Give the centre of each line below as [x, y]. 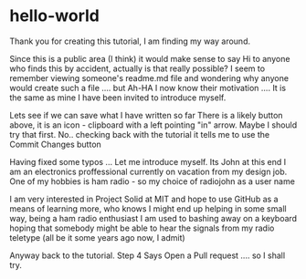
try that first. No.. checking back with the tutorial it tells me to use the [140, 134]
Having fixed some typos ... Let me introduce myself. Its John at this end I [148, 161]
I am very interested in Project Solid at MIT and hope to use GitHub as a [144, 199]
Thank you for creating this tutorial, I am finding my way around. [130, 41]
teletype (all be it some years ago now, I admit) [97, 237]
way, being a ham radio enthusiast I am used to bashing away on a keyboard [153, 218]
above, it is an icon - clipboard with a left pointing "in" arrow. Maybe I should [153, 125]
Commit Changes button [56, 144]
